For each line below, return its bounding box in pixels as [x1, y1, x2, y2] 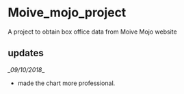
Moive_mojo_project [8, 5, 127, 21]
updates [8, 47, 44, 59]
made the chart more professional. [17, 79, 116, 87]
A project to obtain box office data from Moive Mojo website [8, 27, 177, 36]
